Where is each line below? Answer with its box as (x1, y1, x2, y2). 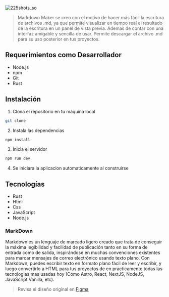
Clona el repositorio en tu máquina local (12, 108, 96, 114)
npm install (5, 137, 30, 142)
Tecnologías (5, 180, 45, 188)
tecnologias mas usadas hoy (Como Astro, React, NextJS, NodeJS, (5, 271, 145, 277)
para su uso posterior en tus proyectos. (17, 36, 100, 42)
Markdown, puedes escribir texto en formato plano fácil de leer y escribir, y (5, 261, 162, 267)
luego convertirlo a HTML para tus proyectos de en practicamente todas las (5, 266, 163, 272)
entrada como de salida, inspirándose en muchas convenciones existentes (5, 249, 160, 256)
